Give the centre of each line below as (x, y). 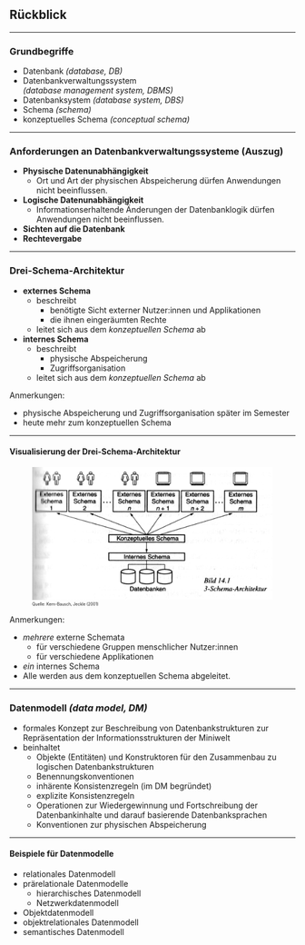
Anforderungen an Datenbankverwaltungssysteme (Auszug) (147, 152)
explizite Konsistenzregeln (85, 795)
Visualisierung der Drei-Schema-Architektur (95, 452)
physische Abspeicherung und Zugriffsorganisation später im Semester (156, 413)
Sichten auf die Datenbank (74, 229)
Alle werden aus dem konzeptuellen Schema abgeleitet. (127, 676)
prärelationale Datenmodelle (75, 883)
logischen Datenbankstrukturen (95, 766)
